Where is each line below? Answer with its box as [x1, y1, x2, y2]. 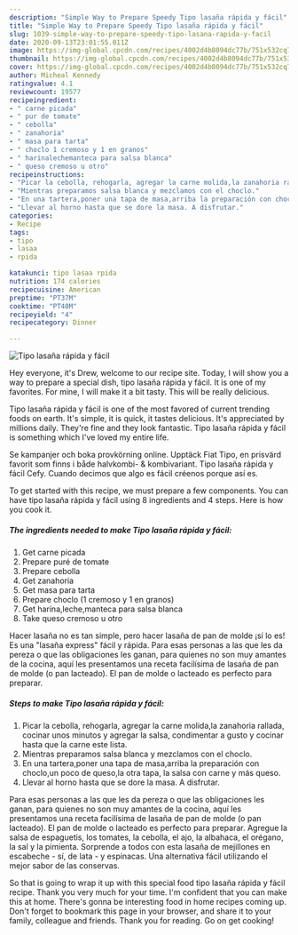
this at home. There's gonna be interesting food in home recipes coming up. [9, 897, 286, 907]
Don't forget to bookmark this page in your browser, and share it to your [9, 906, 272, 916]
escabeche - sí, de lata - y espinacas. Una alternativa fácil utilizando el [9, 851, 268, 862]
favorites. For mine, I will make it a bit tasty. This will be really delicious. [9, 387, 270, 397]
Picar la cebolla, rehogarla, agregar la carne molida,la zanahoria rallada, [21, 721, 285, 731]
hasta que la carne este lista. [21, 739, 128, 750]
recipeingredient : [9, 95, 77, 105]
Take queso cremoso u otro [21, 613, 123, 624]
